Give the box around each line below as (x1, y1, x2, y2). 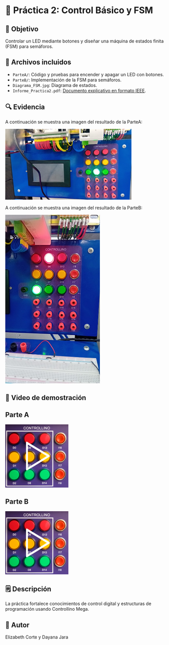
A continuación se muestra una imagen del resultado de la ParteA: (5, 119, 143, 125)
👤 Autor (5, 621, 30, 629)
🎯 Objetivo (5, 25, 39, 33)
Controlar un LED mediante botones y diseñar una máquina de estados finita (5, 38, 164, 44)
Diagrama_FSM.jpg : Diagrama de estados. (12, 82, 97, 88)
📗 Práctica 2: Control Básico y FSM (5, 5, 153, 16)
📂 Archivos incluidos (5, 58, 72, 67)
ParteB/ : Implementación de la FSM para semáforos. (12, 77, 122, 83)
